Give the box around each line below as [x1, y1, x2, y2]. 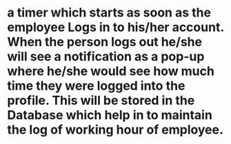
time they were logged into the [7, 78, 185, 94]
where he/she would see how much [7, 63, 215, 79]
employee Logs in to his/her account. [7, 19, 224, 35]
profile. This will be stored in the [7, 93, 195, 108]
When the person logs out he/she [7, 34, 202, 50]
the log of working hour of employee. [7, 122, 224, 138]
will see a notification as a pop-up [7, 49, 205, 65]
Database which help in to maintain [7, 107, 212, 123]
